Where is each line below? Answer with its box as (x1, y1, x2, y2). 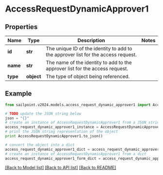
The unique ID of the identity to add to (46, 45, 132, 52)
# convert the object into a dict (5, 142, 75, 147)
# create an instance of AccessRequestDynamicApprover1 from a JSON (5, 120, 147, 125)
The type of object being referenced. (46, 73, 130, 80)
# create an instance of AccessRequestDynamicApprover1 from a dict (5, 151, 147, 156)
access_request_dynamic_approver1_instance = (5, 125, 98, 129)
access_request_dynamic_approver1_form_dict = (5, 156, 101, 161)
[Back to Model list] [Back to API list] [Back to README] (5, 165, 116, 171)
